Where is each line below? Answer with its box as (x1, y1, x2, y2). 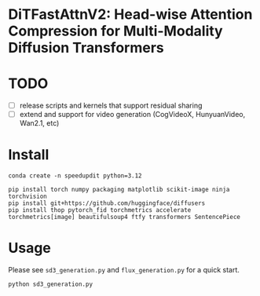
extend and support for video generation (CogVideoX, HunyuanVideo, (19, 110, 246, 119)
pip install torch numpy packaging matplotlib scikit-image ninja (8, 186, 230, 194)
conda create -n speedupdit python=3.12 (8, 172, 143, 180)
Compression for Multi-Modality (8, 22, 223, 40)
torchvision (8, 192, 47, 201)
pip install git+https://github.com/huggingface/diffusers (8, 199, 206, 207)
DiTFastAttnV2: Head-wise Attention (8, 5, 253, 24)
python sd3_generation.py (8, 280, 93, 288)
